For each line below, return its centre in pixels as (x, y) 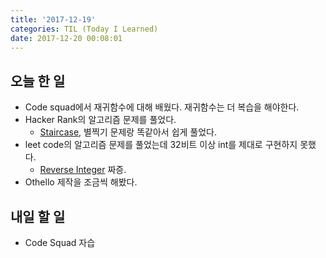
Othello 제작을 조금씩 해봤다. (81, 182)
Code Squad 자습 (60, 242)
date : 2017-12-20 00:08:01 (66, 38)
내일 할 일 (38, 216)
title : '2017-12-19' (53, 19)
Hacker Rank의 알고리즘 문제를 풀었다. (100, 120)
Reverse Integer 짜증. (83, 170)
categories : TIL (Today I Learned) (84, 29)
